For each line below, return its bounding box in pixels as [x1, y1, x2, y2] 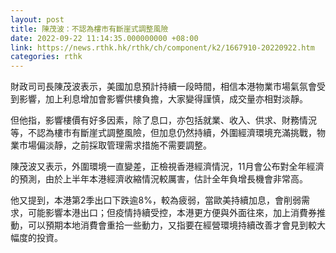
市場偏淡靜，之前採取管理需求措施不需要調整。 [18, 139, 212, 151]
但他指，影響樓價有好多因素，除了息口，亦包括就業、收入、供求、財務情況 [10, 114, 317, 126]
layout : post [10, 14, 65, 25]
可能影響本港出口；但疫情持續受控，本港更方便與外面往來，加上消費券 [27, 207, 317, 219]
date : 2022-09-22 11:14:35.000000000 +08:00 [10, 33, 199, 43]
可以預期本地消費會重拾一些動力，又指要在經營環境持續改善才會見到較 [27, 219, 317, 231]
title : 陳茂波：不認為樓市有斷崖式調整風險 [10, 24, 169, 34]
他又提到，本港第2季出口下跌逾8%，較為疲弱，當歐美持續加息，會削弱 [10, 194, 302, 206]
